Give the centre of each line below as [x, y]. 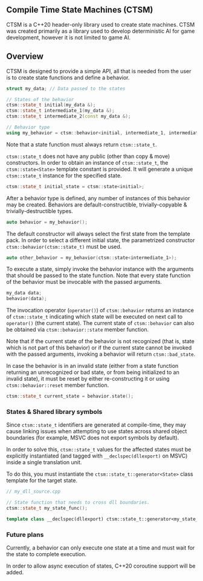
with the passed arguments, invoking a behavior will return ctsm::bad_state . [101, 354]
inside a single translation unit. [44, 462]
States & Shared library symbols [54, 412]
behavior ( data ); [27, 299]
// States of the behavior [40, 99]
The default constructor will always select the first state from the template [98, 234]
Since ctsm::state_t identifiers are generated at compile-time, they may [96, 425]
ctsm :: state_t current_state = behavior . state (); [70, 396]
